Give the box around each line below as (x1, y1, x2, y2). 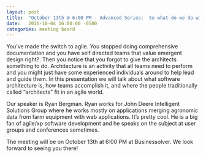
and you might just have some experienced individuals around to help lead (6, 69, 194, 77)
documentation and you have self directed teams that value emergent (6, 50, 182, 57)
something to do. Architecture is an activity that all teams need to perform (6, 62, 193, 70)
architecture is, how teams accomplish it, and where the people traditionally (6, 82, 198, 89)
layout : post (6, 9, 40, 15)
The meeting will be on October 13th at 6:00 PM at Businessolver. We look (6, 138, 194, 146)
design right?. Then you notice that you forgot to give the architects (6, 56, 177, 63)
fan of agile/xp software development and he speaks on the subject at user (6, 120, 196, 127)
